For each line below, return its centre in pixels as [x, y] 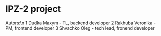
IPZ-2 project [33, 9]
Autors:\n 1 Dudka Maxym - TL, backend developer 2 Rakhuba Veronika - [81, 23]
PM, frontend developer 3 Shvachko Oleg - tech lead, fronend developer [80, 28]
